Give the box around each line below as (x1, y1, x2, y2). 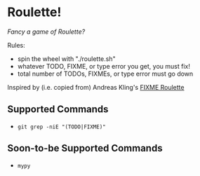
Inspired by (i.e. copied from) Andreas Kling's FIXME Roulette (7, 83, 185, 91)
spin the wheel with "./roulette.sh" (17, 54, 116, 63)
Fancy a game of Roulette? (7, 27, 86, 36)
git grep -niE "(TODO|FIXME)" (17, 123, 107, 130)
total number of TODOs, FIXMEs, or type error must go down (17, 69, 194, 78)
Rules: (7, 41, 26, 49)
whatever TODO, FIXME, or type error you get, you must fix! (17, 62, 191, 70)
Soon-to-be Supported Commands (7, 142, 163, 154)
